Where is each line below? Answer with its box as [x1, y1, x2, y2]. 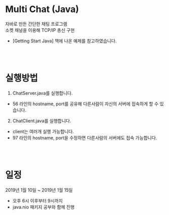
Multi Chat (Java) [5, 4, 79, 15]
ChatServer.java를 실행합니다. [12, 90, 73, 96]
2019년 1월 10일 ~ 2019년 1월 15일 [5, 187, 73, 193]
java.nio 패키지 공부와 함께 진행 [12, 204, 75, 210]
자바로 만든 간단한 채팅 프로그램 [5, 21, 68, 27]
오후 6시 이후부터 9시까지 [12, 197, 63, 203]
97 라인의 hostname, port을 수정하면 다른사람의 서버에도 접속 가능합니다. [12, 134, 157, 140]
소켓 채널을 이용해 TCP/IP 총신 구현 [5, 27, 75, 33]
